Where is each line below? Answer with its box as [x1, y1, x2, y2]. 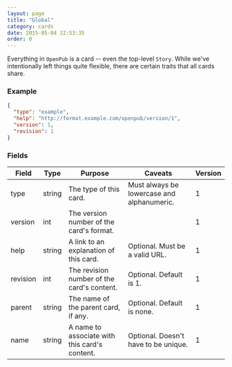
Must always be [127, 180, 180, 190]
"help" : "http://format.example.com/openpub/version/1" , [13, 115, 181, 122]
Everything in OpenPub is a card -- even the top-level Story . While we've [7, 54, 210, 63]
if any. [68, 311, 88, 321]
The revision [68, 265, 109, 275]
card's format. [68, 226, 115, 235]
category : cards [7, 23, 54, 30]
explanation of [68, 246, 115, 255]
